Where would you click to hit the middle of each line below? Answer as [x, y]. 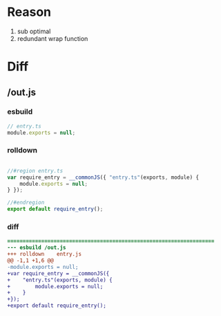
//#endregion [26, 203]
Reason [29, 12]
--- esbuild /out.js [37, 248]
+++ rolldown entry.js [44, 254]
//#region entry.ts [35, 170]
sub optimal [34, 31]
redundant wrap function [52, 38]
